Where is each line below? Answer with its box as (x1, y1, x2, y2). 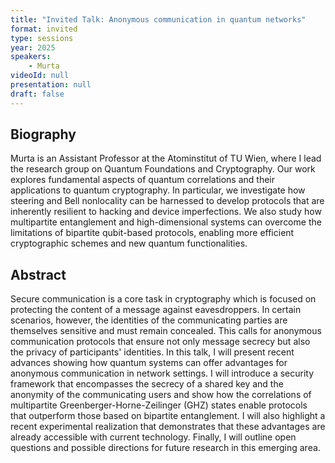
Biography (10, 126, 77, 143)
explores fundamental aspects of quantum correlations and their (10, 174, 276, 186)
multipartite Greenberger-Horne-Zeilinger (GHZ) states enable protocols (10, 399, 308, 411)
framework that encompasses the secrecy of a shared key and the (10, 378, 284, 390)
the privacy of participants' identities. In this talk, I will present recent (10, 346, 295, 358)
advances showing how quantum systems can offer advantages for (10, 357, 288, 369)
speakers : (10, 52, 52, 62)
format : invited (10, 24, 78, 34)
